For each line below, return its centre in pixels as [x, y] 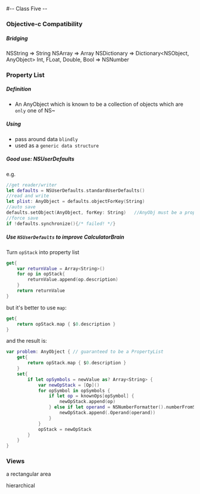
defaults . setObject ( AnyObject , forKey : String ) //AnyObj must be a [94, 213]
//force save [22, 218]
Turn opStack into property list [43, 252]
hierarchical [21, 486]
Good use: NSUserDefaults [40, 159]
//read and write [28, 196]
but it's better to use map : [37, 307]
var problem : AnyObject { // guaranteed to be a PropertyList [85, 352]
